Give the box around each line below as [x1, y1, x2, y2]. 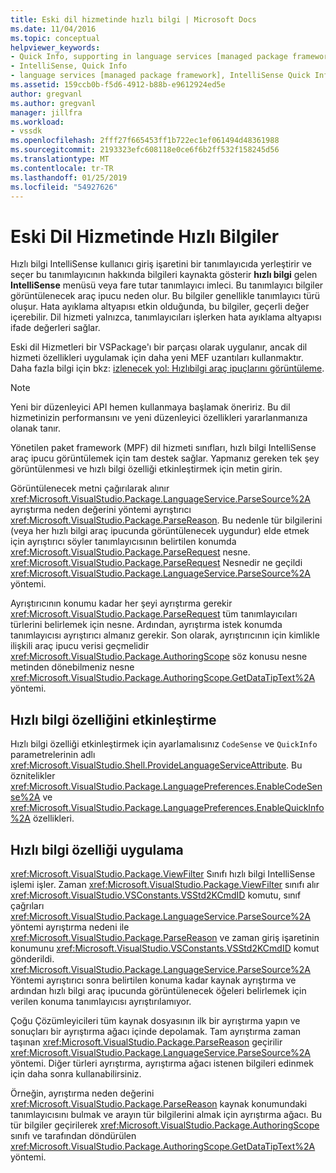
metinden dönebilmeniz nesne [10, 661, 135, 673]
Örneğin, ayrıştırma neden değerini [10, 1087, 155, 1099]
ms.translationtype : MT [10, 154, 110, 164]
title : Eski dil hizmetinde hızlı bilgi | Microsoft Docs [10, 14, 257, 25]
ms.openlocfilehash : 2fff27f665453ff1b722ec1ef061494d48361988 [10, 136, 280, 146]
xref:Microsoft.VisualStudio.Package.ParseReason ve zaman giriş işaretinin [10, 931, 320, 943]
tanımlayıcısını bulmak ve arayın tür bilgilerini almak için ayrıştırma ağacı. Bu [10, 1108, 323, 1120]
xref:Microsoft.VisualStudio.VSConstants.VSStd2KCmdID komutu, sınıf [10, 889, 302, 901]
